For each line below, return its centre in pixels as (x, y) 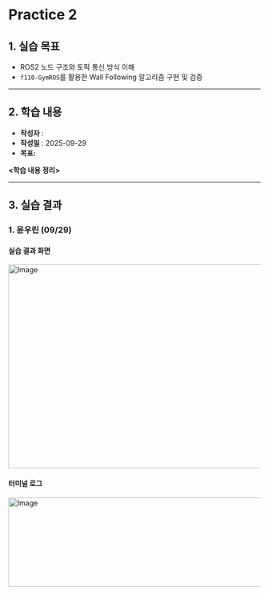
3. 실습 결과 (35, 205)
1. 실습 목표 (34, 46)
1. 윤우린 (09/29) (40, 230)
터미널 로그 (25, 483)
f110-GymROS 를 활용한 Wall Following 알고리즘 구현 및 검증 (111, 77)
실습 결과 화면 (29, 251)
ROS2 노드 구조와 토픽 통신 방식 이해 (77, 67)
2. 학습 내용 (35, 113)
